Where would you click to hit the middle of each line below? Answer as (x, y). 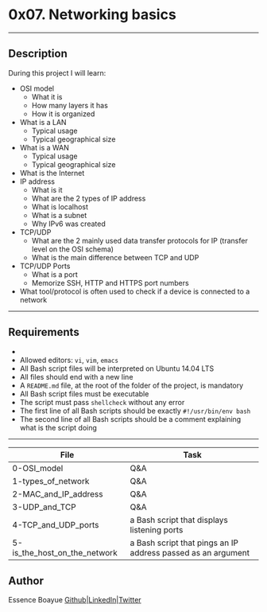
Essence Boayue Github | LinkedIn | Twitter (75, 600)
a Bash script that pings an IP (184, 543)
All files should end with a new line (76, 376)
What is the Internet (52, 173)
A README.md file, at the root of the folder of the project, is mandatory (132, 385)
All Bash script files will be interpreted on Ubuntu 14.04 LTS (117, 368)
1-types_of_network (51, 481)
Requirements (44, 332)
